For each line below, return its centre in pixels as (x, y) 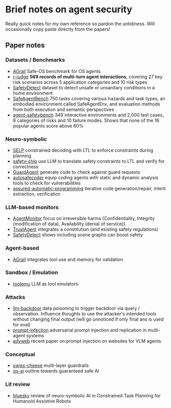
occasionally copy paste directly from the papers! (58, 29)
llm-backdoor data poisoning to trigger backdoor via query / (76, 308)
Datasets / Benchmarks (35, 60)
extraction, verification (36, 194)
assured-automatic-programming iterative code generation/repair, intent (89, 188)
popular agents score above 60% (48, 126)
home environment (33, 93)
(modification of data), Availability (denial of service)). (70, 224)
